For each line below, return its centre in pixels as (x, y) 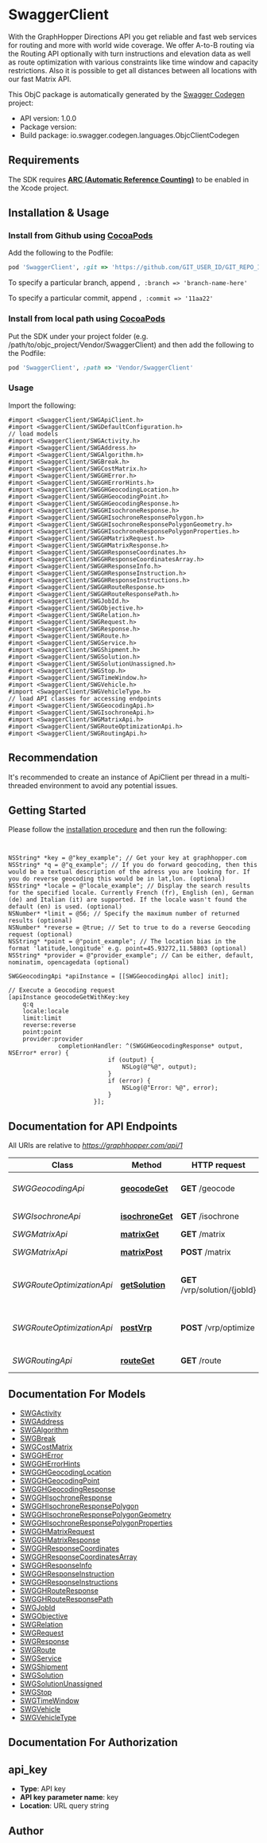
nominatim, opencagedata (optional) (69, 962)
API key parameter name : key (69, 1798)
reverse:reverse (50, 1025)
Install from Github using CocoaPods (81, 236)
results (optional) (41, 921)
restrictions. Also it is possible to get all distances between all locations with (133, 70)
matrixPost (141, 1252)
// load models (33, 434)
